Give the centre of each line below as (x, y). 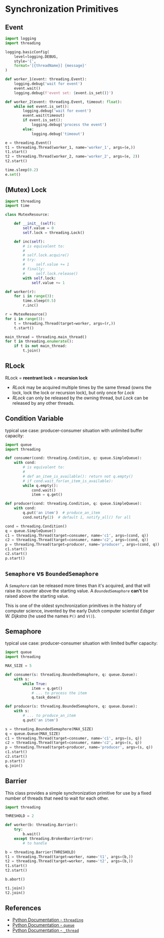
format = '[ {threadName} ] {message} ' (50, 66)
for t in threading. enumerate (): (39, 341)
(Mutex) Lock (26, 190)
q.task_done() (46, 698)
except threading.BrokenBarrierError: (54, 839)
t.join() (32, 351)
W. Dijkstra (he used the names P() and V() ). (50, 616)
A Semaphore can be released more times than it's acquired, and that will (78, 585)
